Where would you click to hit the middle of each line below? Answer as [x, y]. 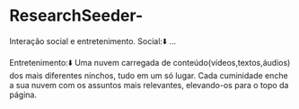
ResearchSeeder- [76, 16]
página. [23, 95]
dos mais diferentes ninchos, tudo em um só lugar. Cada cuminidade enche [149, 75]
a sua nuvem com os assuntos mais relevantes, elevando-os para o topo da [149, 85]
